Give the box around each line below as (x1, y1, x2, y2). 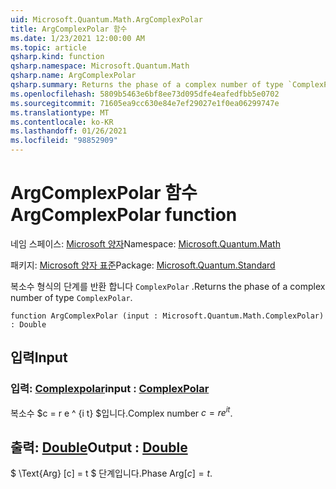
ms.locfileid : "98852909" (10, 136, 118, 146)
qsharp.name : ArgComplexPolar (10, 71, 137, 81)
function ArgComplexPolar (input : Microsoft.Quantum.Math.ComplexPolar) (10, 311, 325, 321)
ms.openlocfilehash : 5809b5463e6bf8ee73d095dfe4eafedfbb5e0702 (10, 89, 280, 99)
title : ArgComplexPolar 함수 (10, 24, 128, 34)
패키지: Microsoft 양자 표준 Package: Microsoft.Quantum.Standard (10, 259, 276, 271)
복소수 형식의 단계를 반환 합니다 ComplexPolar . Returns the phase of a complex (10, 280, 326, 292)
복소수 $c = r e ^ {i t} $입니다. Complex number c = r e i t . (10, 405, 233, 419)
